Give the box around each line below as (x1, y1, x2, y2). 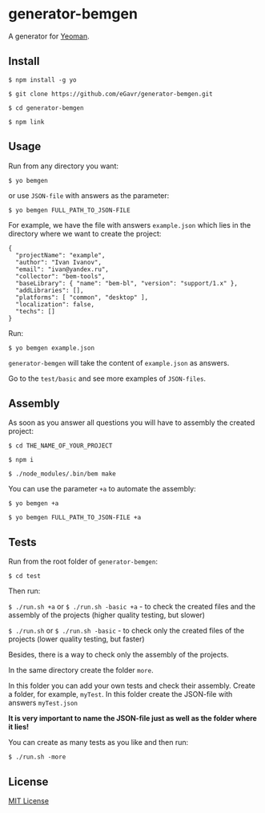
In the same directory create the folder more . (8, 665, 154, 675)
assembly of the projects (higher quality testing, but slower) (8, 610, 206, 620)
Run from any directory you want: (8, 161, 118, 171)
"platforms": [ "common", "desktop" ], (15, 293, 149, 301)
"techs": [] (15, 307, 56, 315)
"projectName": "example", (15, 251, 106, 259)
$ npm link (8, 118, 45, 126)
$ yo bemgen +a (8, 500, 59, 508)
